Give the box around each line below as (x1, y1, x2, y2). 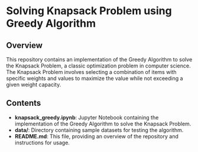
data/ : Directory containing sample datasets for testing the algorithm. (14, 126, 184, 134)
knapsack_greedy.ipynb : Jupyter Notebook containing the (14, 114, 159, 121)
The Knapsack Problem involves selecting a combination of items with (6, 69, 177, 75)
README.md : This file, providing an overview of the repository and (14, 132, 178, 140)
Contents (6, 98, 41, 108)
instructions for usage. (14, 139, 70, 146)
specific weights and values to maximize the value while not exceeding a (6, 75, 183, 82)
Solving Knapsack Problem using (6, 4, 173, 18)
